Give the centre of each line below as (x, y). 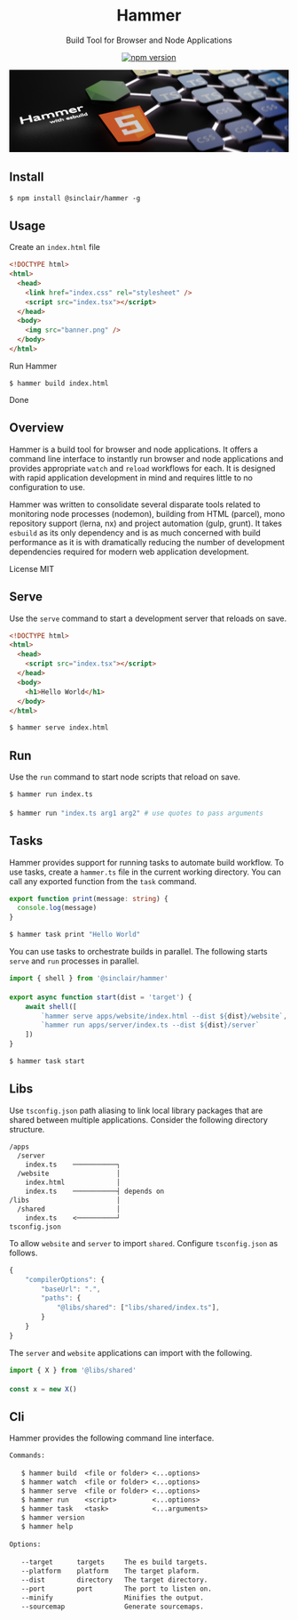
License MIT (32, 568)
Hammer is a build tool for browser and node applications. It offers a (134, 449)
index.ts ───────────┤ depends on (95, 1191)
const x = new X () (43, 1389)
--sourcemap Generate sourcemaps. (112, 1607)
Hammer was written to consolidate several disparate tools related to (135, 504)
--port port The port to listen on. (117, 1589)
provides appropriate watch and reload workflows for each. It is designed (142, 468)
